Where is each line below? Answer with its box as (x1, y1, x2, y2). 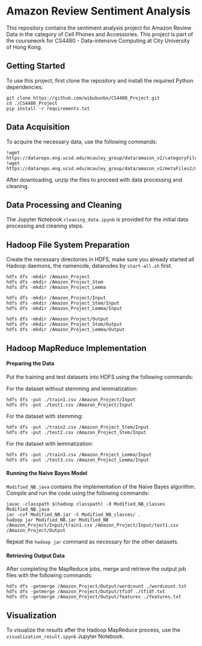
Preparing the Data (6, 360, 55, 367)
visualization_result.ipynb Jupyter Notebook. (6, 633, 124, 640)
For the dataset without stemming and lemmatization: (6, 385, 138, 392)
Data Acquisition (6, 122, 70, 132)
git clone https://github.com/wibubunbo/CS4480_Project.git (6, 95, 161, 101)
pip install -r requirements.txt (6, 106, 90, 112)
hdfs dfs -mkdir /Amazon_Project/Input (6, 295, 106, 301)
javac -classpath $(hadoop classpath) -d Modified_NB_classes (6, 501, 165, 507)
